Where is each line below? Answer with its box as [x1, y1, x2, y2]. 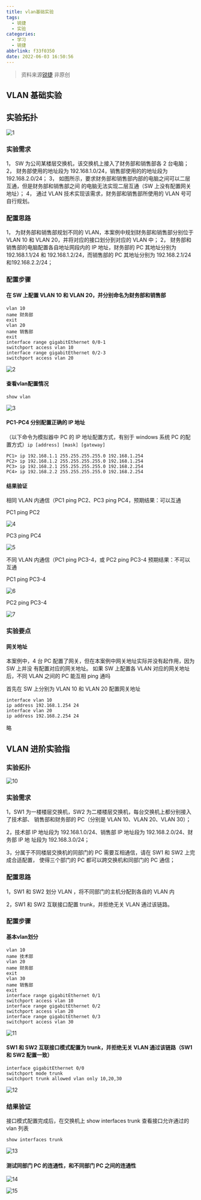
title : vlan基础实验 [6, 8, 54, 15]
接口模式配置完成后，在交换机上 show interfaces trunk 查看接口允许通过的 [6, 1118, 190, 1125]
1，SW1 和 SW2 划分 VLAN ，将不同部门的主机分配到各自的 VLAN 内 [6, 888, 175, 895]
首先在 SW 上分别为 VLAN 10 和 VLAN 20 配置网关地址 [6, 685, 141, 692]
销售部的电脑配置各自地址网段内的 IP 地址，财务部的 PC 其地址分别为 [6, 244, 177, 251]
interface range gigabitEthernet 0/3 [6, 1013, 101, 1019]
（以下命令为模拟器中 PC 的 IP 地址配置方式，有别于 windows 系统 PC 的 [6, 433, 186, 440]
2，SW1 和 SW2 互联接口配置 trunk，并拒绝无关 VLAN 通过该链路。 [6, 901, 173, 908]
